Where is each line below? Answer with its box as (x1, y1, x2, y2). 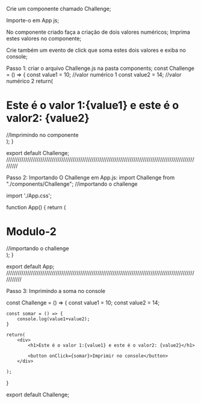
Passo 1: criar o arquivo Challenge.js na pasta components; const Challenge (6, 65, 194, 72)
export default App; (6, 262, 55, 270)
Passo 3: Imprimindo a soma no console (6, 287, 106, 294)
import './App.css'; (6, 192, 52, 199)
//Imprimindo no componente (6, 131, 79, 138)
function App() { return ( (6, 203, 66, 210)
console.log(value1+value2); (17, 316, 90, 322)
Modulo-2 (6, 225, 57, 239)
